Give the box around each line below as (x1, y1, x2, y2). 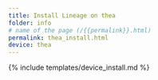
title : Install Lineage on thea (8, 11, 116, 20)
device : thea (8, 41, 52, 49)
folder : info (8, 19, 52, 27)
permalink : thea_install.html (8, 33, 109, 42)
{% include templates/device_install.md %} (8, 63, 150, 72)
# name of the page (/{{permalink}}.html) (8, 26, 152, 34)
